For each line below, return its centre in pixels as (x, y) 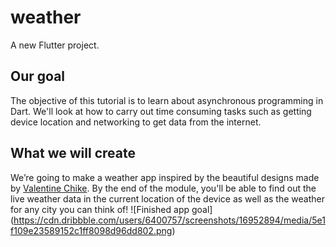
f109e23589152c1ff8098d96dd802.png (91, 230)
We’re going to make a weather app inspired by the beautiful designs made (165, 177)
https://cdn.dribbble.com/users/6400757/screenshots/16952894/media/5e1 (169, 220)
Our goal (38, 76)
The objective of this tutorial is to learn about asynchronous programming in (167, 100)
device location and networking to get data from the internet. (136, 122)
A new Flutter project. (55, 45)
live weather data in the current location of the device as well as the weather (167, 198)
